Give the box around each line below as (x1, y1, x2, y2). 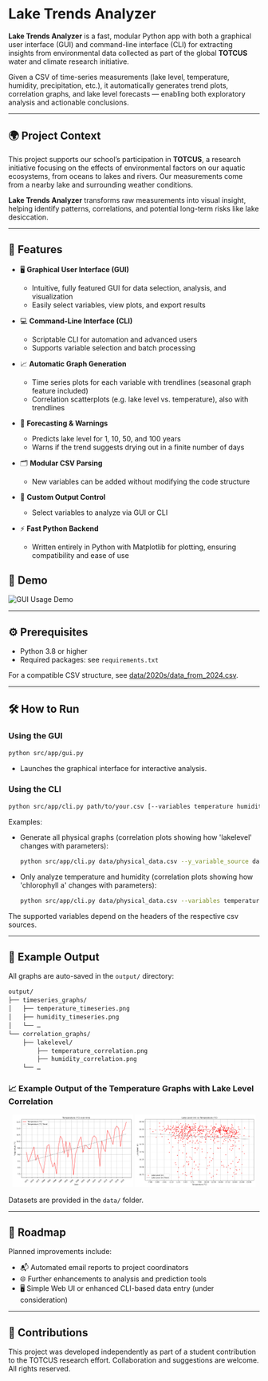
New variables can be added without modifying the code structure (31, 477, 250, 486)
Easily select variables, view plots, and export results (31, 300, 206, 310)
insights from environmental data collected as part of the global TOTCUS (8, 48, 248, 57)
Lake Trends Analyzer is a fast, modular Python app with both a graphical (8, 31, 252, 41)
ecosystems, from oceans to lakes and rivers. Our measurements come (8, 171, 243, 180)
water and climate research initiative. (8, 57, 129, 66)
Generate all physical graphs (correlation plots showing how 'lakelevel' (19, 832, 253, 842)
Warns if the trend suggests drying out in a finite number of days (31, 442, 245, 452)
